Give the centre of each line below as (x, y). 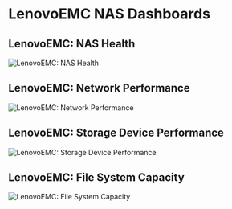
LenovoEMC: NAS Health (72, 44)
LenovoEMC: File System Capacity (96, 178)
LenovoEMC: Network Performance (99, 88)
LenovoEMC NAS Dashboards (110, 14)
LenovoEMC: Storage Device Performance (116, 133)
